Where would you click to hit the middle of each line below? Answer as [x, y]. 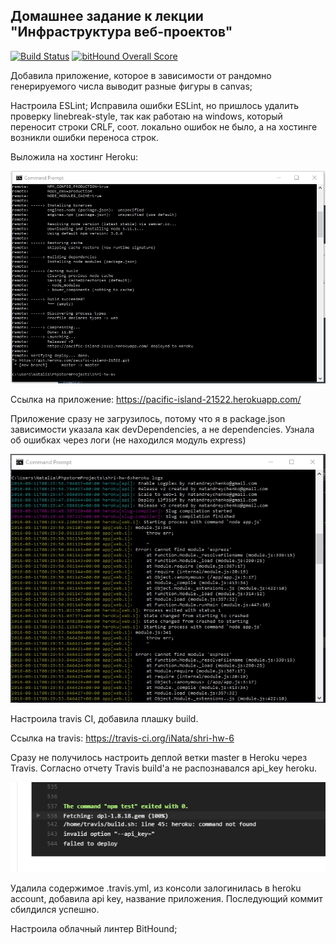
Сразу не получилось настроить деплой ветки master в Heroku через [159, 757]
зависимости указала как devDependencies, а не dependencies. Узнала [162, 430]
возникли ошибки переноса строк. [84, 137]
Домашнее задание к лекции [107, 16]
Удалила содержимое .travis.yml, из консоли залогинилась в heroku [156, 888]
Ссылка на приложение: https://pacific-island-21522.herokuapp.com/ [156, 400]
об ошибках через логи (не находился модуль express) [128, 440]
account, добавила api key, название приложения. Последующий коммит [166, 898]
